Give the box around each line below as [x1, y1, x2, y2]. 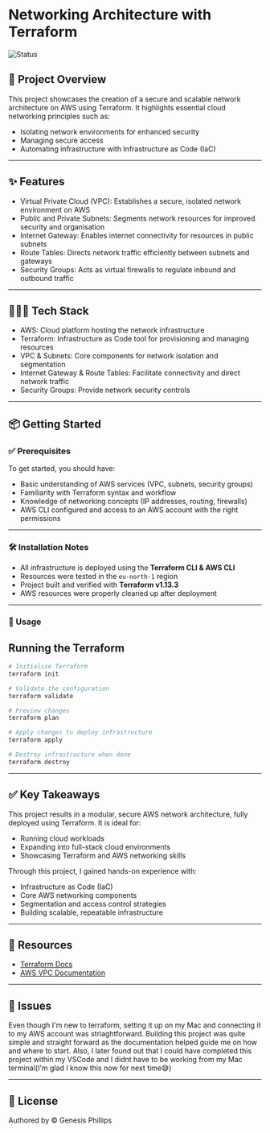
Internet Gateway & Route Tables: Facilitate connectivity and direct [19, 368, 241, 378]
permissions [19, 514, 61, 523]
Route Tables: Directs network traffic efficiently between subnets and [19, 247, 250, 257]
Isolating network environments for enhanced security [19, 126, 200, 136]
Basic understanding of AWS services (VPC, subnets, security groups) [19, 479, 253, 489]
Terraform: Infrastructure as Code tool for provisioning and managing [19, 334, 250, 344]
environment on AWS [19, 205, 91, 214]
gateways [19, 256, 52, 266]
